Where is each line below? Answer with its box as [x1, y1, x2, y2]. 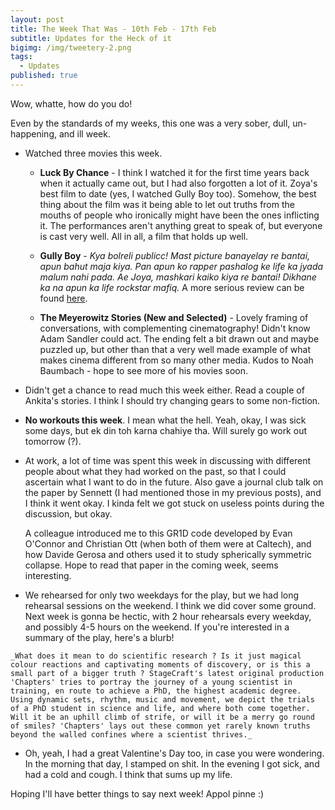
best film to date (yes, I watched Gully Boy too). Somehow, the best [39, 187, 317, 200]
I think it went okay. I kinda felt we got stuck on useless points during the [24, 497, 325, 509]
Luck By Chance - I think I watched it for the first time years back [39, 166, 310, 178]
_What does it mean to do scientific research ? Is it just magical [10, 651, 302, 661]
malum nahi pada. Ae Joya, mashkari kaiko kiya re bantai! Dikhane [39, 271, 317, 283]
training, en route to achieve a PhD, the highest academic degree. [10, 686, 302, 696]
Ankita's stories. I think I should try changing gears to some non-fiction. [24, 394, 321, 406]
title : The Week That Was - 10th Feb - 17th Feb [10, 24, 217, 34]
